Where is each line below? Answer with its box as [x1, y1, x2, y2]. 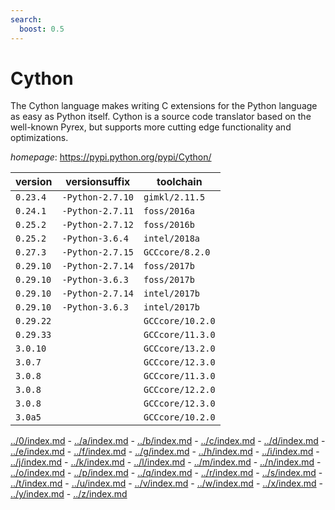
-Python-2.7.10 [61, 192, 134, 203]
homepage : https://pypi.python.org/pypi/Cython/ [10, 151, 212, 163]
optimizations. [10, 132, 69, 144]
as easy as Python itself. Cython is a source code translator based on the [10, 111, 312, 123]
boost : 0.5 [19, 24, 65, 34]
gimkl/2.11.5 [143, 192, 206, 203]
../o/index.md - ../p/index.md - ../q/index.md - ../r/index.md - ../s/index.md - [10, 467, 323, 479]
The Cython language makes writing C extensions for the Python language [10, 100, 318, 112]
